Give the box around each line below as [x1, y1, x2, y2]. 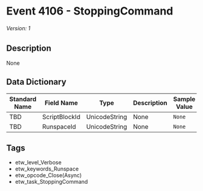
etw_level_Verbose [14, 159, 62, 166]
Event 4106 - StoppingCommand [6, 4, 173, 18]
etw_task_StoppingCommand [14, 178, 88, 186]
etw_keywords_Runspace [14, 165, 79, 173]
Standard [9, 95, 37, 103]
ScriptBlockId [42, 112, 80, 121]
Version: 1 [6, 24, 31, 31]
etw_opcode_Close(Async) [14, 172, 82, 179]
